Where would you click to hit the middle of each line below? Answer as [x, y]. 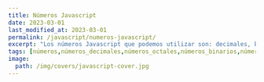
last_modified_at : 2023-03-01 [58, 30]
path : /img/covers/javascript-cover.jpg [82, 66]
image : [19, 59]
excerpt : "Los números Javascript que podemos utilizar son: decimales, [130, 45]
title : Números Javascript [52, 15]
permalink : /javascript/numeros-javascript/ [82, 37]
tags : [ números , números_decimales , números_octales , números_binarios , [125, 52]
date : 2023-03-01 [37, 23]
